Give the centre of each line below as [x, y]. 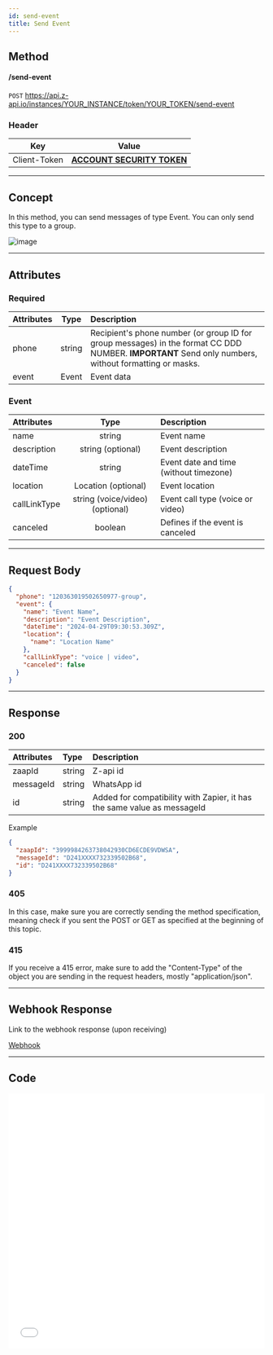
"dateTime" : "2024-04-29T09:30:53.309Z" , [94, 627]
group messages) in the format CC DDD [166, 343]
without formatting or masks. [145, 363]
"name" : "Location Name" [72, 642]
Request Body [45, 570]
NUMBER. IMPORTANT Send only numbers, [174, 353]
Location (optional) [110, 486]
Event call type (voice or [206, 499]
